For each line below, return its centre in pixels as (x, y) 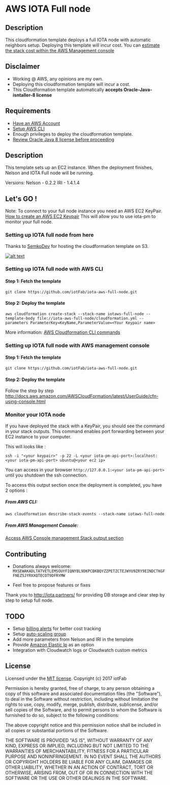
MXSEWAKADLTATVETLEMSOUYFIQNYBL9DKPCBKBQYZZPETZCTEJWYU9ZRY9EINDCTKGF (89, 571)
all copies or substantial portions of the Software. (57, 730)
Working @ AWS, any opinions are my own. (58, 79)
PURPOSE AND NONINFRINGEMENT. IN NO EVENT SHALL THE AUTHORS (83, 756)
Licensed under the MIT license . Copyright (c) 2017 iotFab (66, 678)
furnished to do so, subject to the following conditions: (62, 715)
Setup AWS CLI (28, 129)
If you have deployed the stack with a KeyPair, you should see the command (85, 426)
